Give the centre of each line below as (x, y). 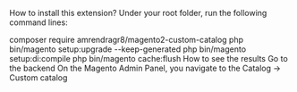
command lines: (39, 22)
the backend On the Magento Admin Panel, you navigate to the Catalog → (145, 68)
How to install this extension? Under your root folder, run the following (138, 13)
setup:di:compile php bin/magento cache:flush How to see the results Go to (148, 59)
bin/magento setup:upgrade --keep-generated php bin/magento (128, 49)
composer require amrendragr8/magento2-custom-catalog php (127, 40)
